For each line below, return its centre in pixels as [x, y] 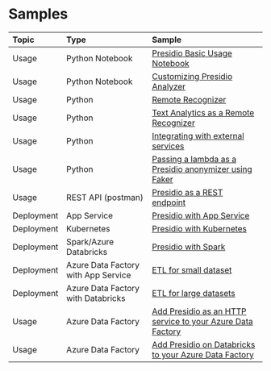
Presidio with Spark [189, 247]
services [168, 146]
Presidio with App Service [201, 215]
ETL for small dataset [192, 269]
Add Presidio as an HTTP [200, 311]
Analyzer [169, 86]
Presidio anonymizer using [202, 169]
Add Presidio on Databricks [204, 344]
